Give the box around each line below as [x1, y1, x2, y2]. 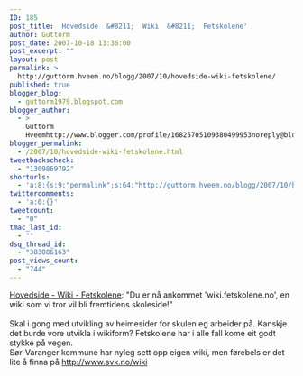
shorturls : [9, 172, 50, 181]
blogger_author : [9, 105, 70, 115]
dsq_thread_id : [9, 240, 67, 249]
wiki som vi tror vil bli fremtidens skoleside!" [9, 298, 173, 309]
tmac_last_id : [9, 223, 63, 232]
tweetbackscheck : [9, 155, 75, 165]
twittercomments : [9, 189, 75, 198]
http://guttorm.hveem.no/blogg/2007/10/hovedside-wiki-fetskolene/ [17, 72, 277, 81]
